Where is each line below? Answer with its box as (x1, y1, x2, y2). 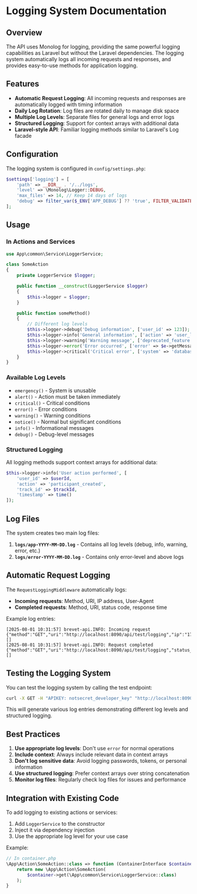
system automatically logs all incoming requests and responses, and (6, 56, 171, 62)
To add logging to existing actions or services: (6, 809, 118, 816)
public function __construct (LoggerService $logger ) (16, 283, 148, 289)
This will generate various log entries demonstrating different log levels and (6, 706, 189, 713)
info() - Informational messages (14, 424, 94, 431)
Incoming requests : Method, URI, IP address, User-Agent (14, 597, 154, 604)
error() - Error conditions (14, 405, 77, 413)
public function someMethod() (16, 310, 91, 316)
